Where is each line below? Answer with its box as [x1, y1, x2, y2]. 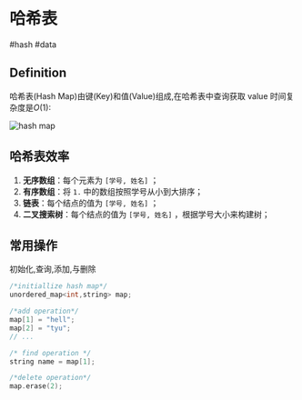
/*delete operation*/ [9, 374, 92, 383]
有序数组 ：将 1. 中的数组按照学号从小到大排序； [22, 185, 203, 196]
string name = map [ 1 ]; [9, 356, 96, 366]
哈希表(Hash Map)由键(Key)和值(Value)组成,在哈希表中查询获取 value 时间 [9, 90, 287, 101]
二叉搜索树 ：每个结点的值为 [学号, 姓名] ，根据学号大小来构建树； [22, 208, 270, 219]
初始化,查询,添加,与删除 [9, 264, 97, 275]
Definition [9, 65, 66, 81]
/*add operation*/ [9, 306, 79, 316]
